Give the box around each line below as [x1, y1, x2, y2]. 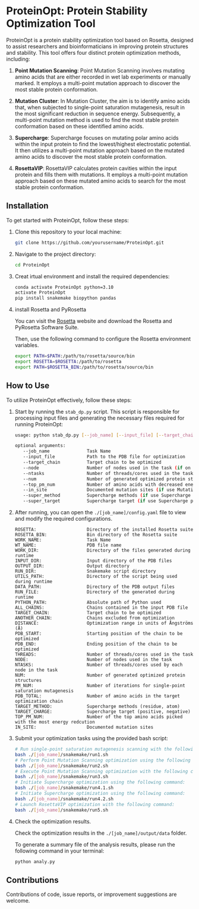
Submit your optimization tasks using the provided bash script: [14, 735, 168, 742]
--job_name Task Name [23, 448, 111, 454]
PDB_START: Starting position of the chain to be [14, 631, 183, 637]
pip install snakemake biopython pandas [14, 295, 116, 301]
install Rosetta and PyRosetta [14, 306, 87, 313]
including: [6, 55, 31, 62]
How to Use [6, 380, 50, 391]
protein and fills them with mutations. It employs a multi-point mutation [14, 171, 188, 178]
